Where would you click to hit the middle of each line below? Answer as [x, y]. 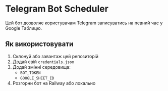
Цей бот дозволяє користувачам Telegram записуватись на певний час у [84, 23]
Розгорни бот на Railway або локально [54, 83]
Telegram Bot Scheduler [57, 9]
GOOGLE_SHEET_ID [37, 78]
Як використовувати [39, 44]
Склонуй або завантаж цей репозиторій [55, 56]
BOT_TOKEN [31, 73]
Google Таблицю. [24, 28]
